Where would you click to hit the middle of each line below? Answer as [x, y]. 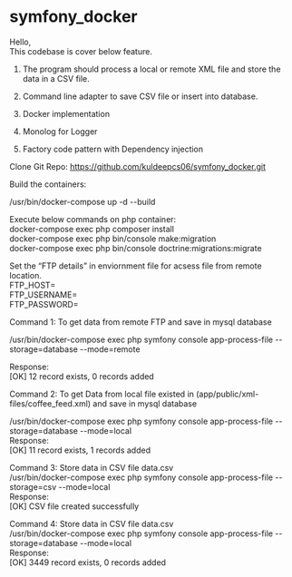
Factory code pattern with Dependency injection [113, 149]
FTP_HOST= [33, 285]
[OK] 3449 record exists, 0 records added [88, 562]
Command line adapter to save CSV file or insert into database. [140, 96]
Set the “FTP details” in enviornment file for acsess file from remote [136, 266]
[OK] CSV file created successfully [74, 506]
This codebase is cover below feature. [81, 51]
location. [26, 275]
